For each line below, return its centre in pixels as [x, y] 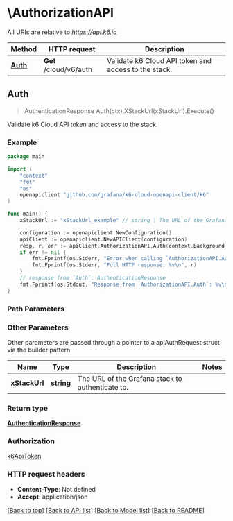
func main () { [28, 214]
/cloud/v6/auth [68, 69]
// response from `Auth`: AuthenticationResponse [93, 278]
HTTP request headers [46, 475]
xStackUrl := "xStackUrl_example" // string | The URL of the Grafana [124, 221]
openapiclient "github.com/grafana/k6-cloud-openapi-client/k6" [114, 195]
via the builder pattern [39, 350]
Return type [28, 408]
